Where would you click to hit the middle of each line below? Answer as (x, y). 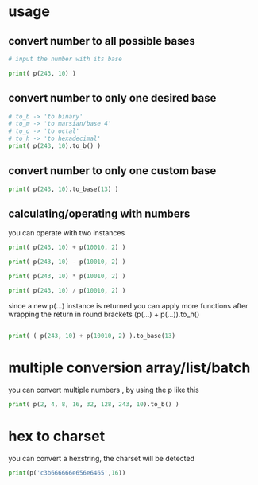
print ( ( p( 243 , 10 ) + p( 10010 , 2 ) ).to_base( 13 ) (92, 336)
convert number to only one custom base (112, 171)
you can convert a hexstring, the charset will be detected (101, 458)
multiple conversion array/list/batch (129, 367)
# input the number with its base (65, 59)
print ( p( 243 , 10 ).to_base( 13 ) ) (64, 189)
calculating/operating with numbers (99, 214)
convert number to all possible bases (102, 41)
